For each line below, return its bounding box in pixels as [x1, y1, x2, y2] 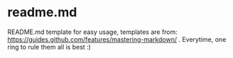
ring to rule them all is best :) [7, 42, 91, 51]
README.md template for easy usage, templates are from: [7, 28, 178, 36]
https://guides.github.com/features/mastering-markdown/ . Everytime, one [7, 35, 227, 43]
